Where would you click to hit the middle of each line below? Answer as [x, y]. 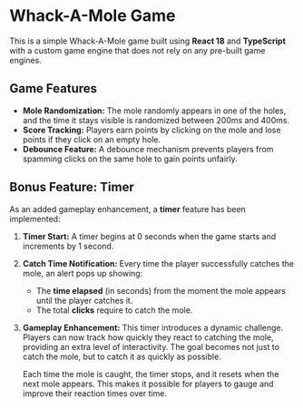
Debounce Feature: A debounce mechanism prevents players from [148, 149]
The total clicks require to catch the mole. [114, 310]
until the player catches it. [84, 300]
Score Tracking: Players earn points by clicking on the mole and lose [151, 130]
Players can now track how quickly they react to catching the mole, [148, 337]
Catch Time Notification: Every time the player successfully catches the [158, 263]
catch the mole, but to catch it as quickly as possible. [122, 356]
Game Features [54, 88]
